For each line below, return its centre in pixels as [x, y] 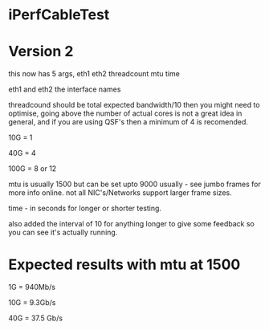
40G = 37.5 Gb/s [35, 318]
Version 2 [41, 52]
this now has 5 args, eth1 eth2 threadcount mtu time [94, 74]
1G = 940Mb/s [32, 287]
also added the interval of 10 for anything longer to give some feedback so [131, 224]
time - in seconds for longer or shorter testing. [85, 208]
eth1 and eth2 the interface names [65, 89]
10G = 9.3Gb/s [32, 303]
